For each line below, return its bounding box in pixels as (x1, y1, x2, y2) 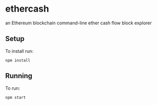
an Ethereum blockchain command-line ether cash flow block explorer (5, 20, 152, 26)
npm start (5, 95, 26, 100)
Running (5, 72, 33, 80)
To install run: (5, 48, 34, 54)
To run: (5, 85, 20, 91)
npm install (5, 58, 30, 63)
